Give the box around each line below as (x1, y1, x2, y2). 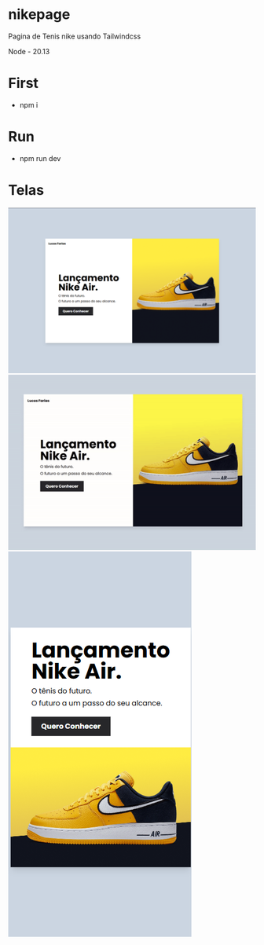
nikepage (8, 5, 71, 24)
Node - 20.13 (8, 46, 50, 56)
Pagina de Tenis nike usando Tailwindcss (8, 31, 141, 41)
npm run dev (19, 153, 61, 163)
